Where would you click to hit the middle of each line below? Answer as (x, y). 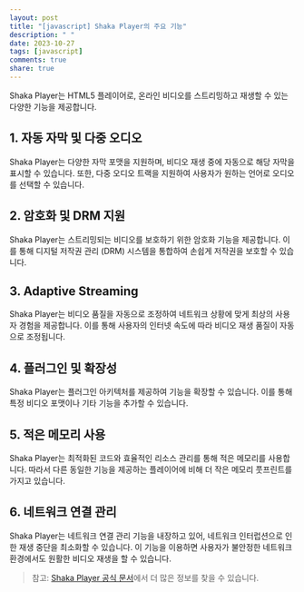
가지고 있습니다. (38, 480)
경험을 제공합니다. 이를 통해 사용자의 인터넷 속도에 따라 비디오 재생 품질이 (148, 326)
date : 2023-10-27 (42, 43)
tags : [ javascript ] (46, 52)
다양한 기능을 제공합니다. (53, 106)
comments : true (38, 60)
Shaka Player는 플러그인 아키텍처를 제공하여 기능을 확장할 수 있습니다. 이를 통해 (151, 392)
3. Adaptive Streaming (74, 291)
